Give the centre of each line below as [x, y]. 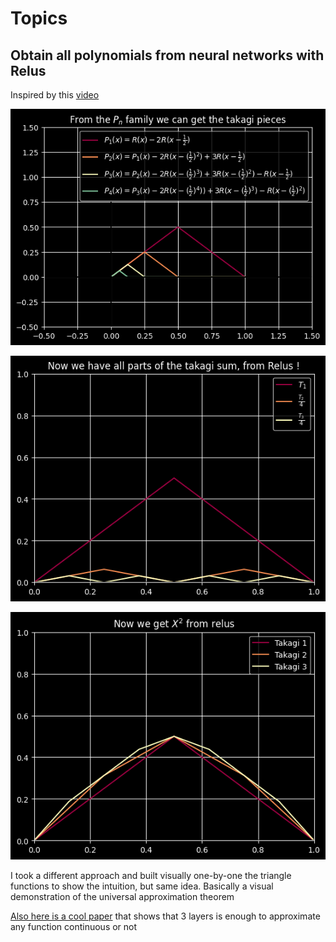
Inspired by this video [55, 95]
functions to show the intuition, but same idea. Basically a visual [142, 886]
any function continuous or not [74, 927]
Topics [39, 18]
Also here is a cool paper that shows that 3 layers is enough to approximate [165, 916]
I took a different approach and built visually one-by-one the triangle [151, 876]
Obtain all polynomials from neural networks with [167, 55]
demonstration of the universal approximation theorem [122, 897]
